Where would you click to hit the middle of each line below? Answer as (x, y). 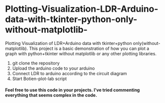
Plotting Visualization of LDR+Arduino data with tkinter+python (68, 43)
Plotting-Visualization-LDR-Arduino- (82, 9)
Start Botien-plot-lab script (39, 79)
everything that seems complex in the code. (51, 95)
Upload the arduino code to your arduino (53, 68)
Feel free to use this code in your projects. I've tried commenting (73, 90)
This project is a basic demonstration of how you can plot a (89, 48)
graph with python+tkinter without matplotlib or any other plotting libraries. (81, 53)
